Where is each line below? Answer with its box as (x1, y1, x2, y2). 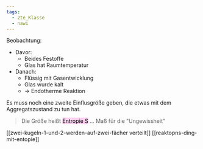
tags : (6, 9, 20, 15)
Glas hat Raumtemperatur (24, 61, 89, 69)
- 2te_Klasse (12, 15, 45, 21)
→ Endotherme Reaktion (24, 88, 85, 95)
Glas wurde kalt (24, 81, 64, 88)
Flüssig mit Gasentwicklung (24, 74, 94, 82)
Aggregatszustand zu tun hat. (6, 106, 81, 113)
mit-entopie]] (6, 136, 40, 143)
